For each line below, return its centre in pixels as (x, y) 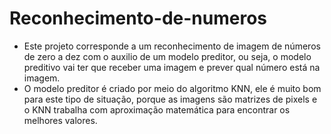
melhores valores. (60, 120)
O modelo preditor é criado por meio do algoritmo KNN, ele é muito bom (172, 88)
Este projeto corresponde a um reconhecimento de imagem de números (172, 46)
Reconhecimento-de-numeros (138, 18)
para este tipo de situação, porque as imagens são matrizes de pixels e (170, 99)
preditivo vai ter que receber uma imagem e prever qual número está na (172, 67)
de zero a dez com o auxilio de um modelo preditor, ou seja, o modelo (167, 56)
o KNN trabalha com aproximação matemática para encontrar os (157, 109)
